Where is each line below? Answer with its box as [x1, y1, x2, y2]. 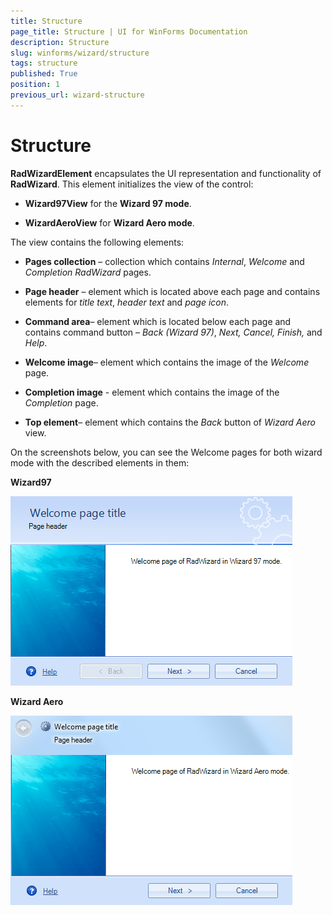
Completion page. [24, 396, 99, 409]
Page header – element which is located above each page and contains [24, 285, 321, 297]
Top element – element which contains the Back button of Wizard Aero [24, 416, 316, 428]
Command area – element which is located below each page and [24, 315, 292, 327]
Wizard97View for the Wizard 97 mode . [24, 197, 192, 209]
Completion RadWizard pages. [24, 266, 152, 278]
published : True [10, 69, 78, 79]
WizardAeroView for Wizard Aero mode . [24, 216, 195, 229]
